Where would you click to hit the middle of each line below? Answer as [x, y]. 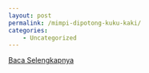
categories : [28, 30]
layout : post [30, 15]
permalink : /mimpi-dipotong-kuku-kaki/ [75, 23]
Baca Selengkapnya [41, 60]
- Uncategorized [50, 38]
